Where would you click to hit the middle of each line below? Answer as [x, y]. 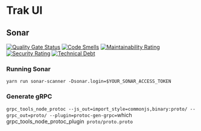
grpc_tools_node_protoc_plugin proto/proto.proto [70, 121]
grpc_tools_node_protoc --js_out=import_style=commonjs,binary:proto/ [97, 109]
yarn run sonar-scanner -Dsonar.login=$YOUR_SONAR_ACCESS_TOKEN [89, 82]
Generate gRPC [29, 97]
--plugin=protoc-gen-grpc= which [91, 115]
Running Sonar [29, 69]
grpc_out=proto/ [27, 115]
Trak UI [24, 11]
